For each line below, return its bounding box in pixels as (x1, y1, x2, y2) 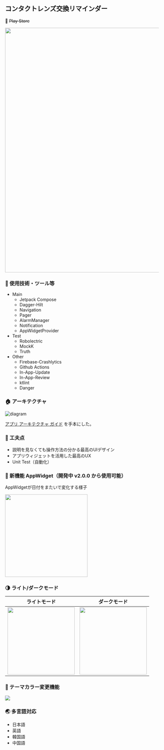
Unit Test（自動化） (12, 459, 52, 465)
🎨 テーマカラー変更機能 (5, 684, 60, 691)
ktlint (19, 380, 30, 386)
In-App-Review (19, 375, 50, 381)
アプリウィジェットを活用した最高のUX (12, 453, 91, 458)
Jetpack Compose (19, 296, 57, 302)
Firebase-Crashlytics (19, 359, 62, 365)
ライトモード (26, 598, 56, 605)
